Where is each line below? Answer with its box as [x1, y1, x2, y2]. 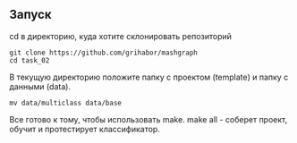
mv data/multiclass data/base [9, 98, 123, 107]
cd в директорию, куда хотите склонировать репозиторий [9, 30, 233, 41]
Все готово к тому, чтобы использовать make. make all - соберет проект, [9, 114, 288, 124]
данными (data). [9, 80, 72, 92]
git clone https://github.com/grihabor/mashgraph [9, 48, 199, 57]
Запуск [9, 7, 52, 22]
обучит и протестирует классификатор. [9, 123, 161, 134]
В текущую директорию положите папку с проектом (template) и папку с [9, 71, 289, 82]
